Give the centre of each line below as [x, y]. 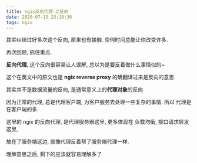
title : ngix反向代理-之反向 [37, 11]
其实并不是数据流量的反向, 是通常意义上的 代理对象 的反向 [74, 90]
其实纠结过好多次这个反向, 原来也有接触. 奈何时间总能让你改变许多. [87, 40]
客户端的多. [25, 110]
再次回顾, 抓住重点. [29, 52]
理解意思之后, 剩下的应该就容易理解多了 [54, 154]
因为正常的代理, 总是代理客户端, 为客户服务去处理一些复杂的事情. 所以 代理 [96, 102]
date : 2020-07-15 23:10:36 [39, 17]
